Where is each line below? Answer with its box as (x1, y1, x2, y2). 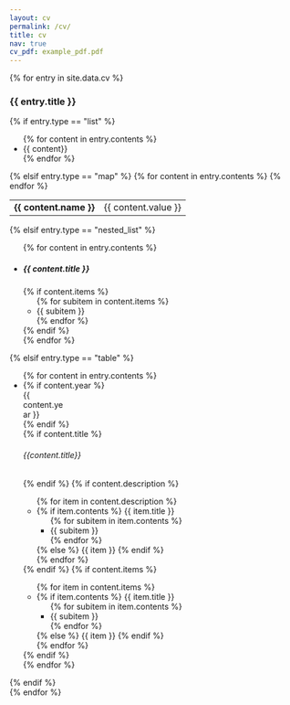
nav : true (9, 38, 47, 48)
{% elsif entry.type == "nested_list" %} (9, 225, 157, 236)
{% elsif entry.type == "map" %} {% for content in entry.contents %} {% (9, 171, 282, 182)
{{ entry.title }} (9, 95, 77, 108)
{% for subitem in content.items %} (36, 296, 170, 307)
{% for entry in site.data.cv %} (9, 72, 124, 83)
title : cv (9, 30, 47, 39)
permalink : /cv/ (9, 22, 71, 31)
